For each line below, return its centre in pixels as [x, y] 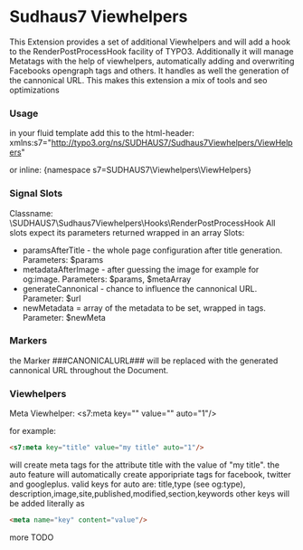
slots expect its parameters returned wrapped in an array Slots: [127, 232]
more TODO [32, 537]
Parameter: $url [52, 298]
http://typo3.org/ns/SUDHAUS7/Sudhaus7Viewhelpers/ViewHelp [172, 143]
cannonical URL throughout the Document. [89, 370]
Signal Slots [36, 194]
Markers [28, 341]
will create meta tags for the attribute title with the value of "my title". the [145, 465]
